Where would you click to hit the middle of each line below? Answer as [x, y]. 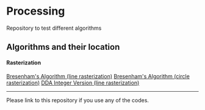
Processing [36, 11]
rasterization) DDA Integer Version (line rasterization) [73, 83]
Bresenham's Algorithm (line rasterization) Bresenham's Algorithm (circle [98, 76]
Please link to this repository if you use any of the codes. [78, 100]
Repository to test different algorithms [54, 28]
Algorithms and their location [63, 47]
